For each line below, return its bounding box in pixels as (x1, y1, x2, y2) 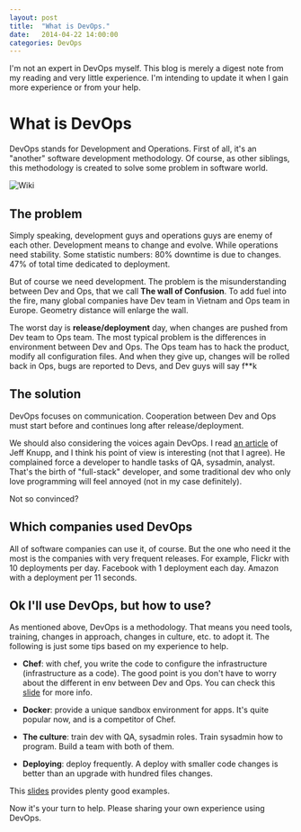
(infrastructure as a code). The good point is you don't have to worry (22, 668, 277, 679)
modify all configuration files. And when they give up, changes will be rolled (9, 351, 290, 361)
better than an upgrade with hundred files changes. (22, 768, 213, 779)
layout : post (9, 13, 58, 23)
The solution (9, 386, 82, 402)
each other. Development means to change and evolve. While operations (9, 240, 279, 250)
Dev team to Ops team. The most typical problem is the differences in (9, 332, 267, 342)
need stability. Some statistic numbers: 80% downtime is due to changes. (9, 249, 281, 259)
